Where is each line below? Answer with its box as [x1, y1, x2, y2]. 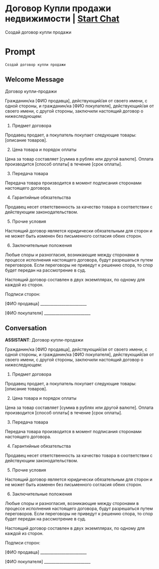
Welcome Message [5, 76, 64, 84]
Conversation [5, 324, 47, 332]
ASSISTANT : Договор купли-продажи [5, 337, 84, 342]
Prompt [5, 47, 35, 57]
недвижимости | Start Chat [5, 13, 120, 24]
